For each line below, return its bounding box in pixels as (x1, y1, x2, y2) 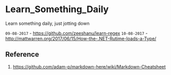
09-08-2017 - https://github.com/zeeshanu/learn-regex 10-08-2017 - (5, 30, 148, 36)
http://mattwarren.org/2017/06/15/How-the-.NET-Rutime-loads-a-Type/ (5, 35, 157, 42)
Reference (5, 50, 39, 59)
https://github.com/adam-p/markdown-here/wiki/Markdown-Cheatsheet (12, 63, 166, 69)
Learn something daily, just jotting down (5, 20, 90, 26)
